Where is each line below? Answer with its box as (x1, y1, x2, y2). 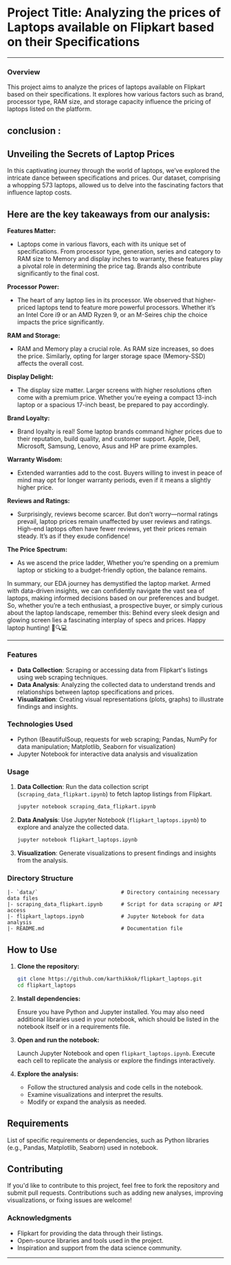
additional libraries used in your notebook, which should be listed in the (16, 1015, 219, 1023)
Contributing (7, 1163, 63, 1175)
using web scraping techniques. (16, 673, 108, 681)
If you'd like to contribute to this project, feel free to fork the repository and (7, 1182, 220, 1190)
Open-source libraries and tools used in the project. (16, 1236, 164, 1244)
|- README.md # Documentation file (7, 925, 184, 932)
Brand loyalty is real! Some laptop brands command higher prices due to (16, 427, 223, 435)
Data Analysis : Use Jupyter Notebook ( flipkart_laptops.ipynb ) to (16, 816, 207, 824)
